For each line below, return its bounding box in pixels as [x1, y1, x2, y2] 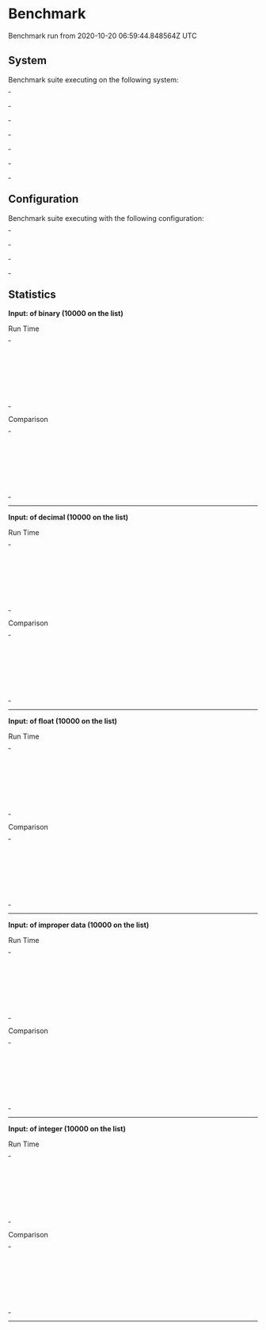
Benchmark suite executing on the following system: [8, 74, 179, 84]
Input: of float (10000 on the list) [8, 716, 117, 726]
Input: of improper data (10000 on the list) [8, 920, 150, 930]
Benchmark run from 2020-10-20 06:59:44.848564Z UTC [8, 31, 197, 40]
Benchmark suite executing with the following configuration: [8, 213, 204, 222]
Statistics [8, 287, 57, 301]
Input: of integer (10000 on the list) [8, 1124, 127, 1134]
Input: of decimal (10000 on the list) [8, 512, 129, 522]
